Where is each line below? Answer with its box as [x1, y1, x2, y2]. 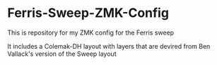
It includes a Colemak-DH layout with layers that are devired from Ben [7, 42, 211, 50]
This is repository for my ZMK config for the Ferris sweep [7, 28, 175, 37]
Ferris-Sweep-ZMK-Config [7, 5, 170, 21]
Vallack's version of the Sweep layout [7, 49, 117, 58]
